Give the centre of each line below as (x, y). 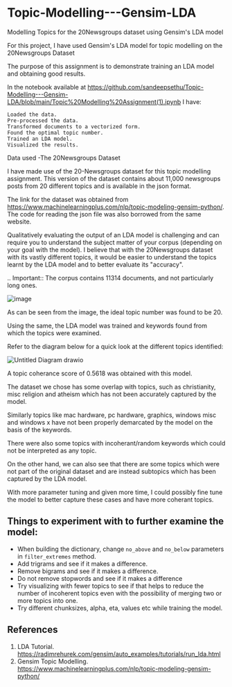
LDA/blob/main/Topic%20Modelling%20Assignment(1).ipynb (94, 101)
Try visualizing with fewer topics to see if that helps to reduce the (110, 586)
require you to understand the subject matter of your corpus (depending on (115, 242)
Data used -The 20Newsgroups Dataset (64, 158)
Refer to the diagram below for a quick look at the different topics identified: (115, 346)
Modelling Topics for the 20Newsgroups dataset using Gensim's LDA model (115, 32)
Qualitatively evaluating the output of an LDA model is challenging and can (113, 235)
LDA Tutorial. (36, 646)
